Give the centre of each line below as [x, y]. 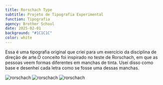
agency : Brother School [30, 24]
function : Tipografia [28, 19]
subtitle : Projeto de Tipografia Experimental [54, 14]
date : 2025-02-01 [23, 28]
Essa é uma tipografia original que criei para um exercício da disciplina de [81, 52]
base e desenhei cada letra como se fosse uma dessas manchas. [72, 67]
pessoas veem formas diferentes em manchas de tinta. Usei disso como [79, 62]
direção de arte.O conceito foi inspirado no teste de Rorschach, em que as [81, 57]
